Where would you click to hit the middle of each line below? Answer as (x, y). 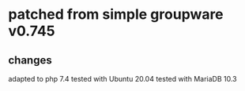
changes (30, 60)
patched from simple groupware (116, 15)
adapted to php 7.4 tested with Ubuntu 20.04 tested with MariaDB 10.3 (122, 79)
